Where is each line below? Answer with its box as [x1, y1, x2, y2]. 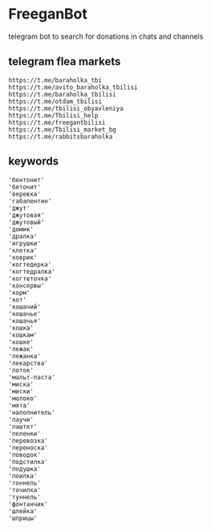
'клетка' [8, 246, 38, 255]
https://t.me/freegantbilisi [8, 118, 106, 126]
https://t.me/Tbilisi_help [8, 111, 99, 119]
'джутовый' [8, 218, 45, 226]
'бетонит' [8, 183, 42, 191]
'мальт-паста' [8, 373, 56, 381]
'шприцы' [8, 514, 38, 522]
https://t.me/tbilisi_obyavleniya [8, 104, 124, 113]
